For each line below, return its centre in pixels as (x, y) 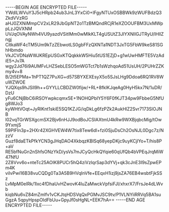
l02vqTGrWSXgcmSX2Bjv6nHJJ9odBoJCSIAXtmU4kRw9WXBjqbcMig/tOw (83, 120)
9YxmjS (13, 125)
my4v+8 (14, 72)
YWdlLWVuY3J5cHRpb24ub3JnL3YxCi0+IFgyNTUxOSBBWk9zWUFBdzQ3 (83, 13)
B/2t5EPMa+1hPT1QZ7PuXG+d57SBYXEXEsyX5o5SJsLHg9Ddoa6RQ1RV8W (84, 77)
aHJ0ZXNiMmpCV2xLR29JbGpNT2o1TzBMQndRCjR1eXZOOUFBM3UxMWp (84, 23)
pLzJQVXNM (19, 29)
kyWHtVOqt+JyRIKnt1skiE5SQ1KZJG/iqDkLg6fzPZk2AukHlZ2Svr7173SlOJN (84, 109)
